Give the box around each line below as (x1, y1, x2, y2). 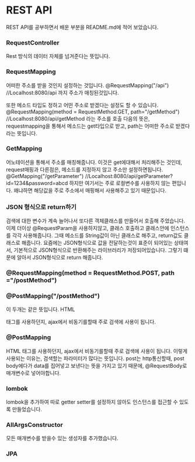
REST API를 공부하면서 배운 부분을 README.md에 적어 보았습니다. (6, 23, 159, 30)
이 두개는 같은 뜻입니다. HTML (6, 306, 75, 313)
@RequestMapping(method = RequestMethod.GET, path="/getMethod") (6, 108, 180, 115)
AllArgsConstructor (6, 420, 63, 429)
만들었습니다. (12, 405, 43, 413)
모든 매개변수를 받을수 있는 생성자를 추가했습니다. (6, 434, 119, 442)
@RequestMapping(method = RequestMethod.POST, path (6, 269, 175, 277)
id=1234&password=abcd (6, 179, 68, 186)
